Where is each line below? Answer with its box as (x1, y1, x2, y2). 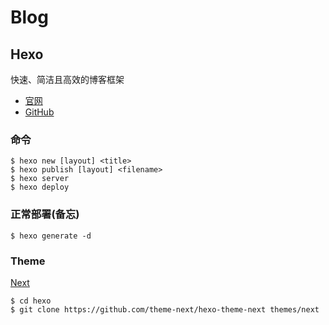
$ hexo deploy (10, 182, 70, 193)
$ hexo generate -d (10, 231, 92, 241)
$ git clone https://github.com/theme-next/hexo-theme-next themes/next (10, 304, 320, 315)
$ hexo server (10, 174, 70, 184)
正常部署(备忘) (10, 207, 80, 221)
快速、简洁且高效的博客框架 (10, 74, 125, 85)
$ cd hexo (10, 296, 52, 306)
